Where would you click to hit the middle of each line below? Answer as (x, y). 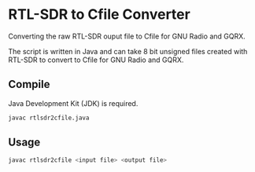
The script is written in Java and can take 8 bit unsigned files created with (128, 51)
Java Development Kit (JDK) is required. (73, 103)
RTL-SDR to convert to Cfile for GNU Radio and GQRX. (96, 60)
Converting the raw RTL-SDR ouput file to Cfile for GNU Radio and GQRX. (127, 36)
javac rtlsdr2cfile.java (49, 118)
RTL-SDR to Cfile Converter (99, 15)
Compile (29, 84)
